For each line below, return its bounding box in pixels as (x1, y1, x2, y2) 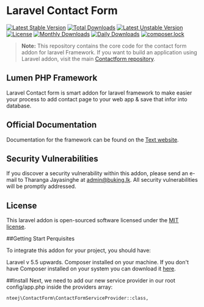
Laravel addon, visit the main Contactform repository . (21, 55, 156, 62)
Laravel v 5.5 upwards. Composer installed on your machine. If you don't (6, 259, 189, 266)
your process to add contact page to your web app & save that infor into (6, 95, 188, 103)
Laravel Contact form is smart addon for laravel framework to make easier (6, 89, 192, 96)
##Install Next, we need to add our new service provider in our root (6, 277, 176, 284)
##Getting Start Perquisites (6, 235, 75, 242)
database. (6, 102, 32, 109)
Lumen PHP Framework (6, 73, 98, 83)
